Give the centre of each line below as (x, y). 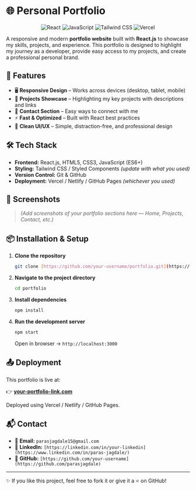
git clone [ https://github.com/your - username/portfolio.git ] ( (92, 267)
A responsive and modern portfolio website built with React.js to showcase (97, 39)
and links (25, 105)
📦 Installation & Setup (48, 239)
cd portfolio (30, 289)
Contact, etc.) (37, 220)
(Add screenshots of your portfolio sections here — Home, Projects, (102, 213)
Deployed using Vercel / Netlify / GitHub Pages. (63, 405)
